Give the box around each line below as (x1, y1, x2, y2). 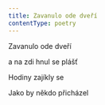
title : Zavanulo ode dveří (8, 11, 98, 20)
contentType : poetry (8, 19, 77, 27)
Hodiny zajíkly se (8, 72, 64, 82)
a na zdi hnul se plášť (8, 57, 78, 67)
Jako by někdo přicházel (8, 87, 89, 97)
